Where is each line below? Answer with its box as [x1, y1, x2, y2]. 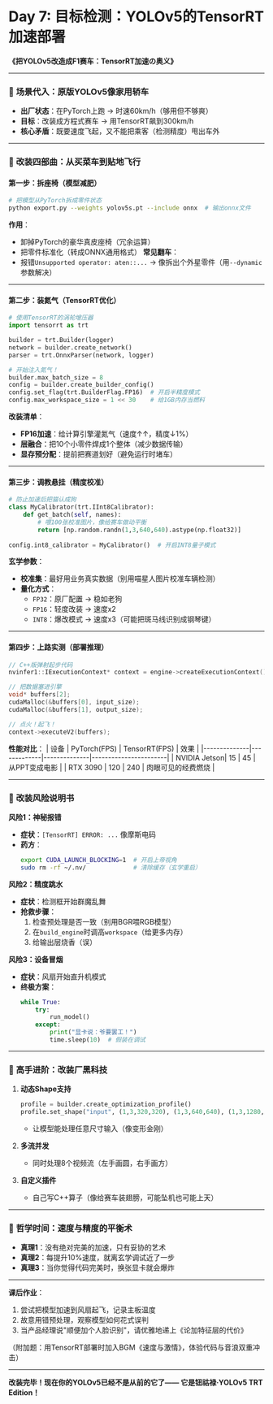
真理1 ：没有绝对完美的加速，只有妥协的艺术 [19, 1242, 167, 1252]
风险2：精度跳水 [8, 879, 63, 889]
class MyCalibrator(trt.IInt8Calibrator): [8, 503, 154, 512]
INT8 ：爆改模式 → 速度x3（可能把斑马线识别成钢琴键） [32, 614, 216, 624]
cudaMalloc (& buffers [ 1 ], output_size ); [8, 705, 144, 713]
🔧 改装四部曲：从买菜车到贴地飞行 [8, 156, 141, 167]
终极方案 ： [19, 981, 57, 991]
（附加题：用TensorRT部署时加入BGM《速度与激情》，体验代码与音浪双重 [8, 1342, 253, 1353]
